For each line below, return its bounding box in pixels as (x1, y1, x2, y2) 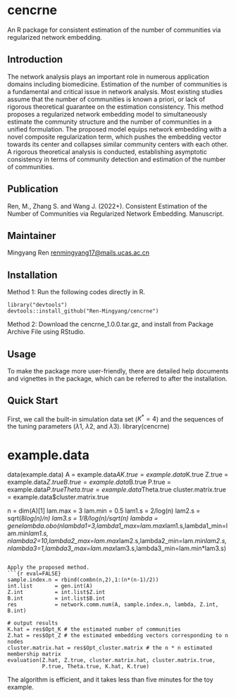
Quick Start (7, 395, 58, 407)
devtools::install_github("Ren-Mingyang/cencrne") (7, 308, 159, 315)
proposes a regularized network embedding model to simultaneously (7, 110, 208, 118)
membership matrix (7, 651, 61, 658)
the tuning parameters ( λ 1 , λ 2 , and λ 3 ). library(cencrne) (7, 422, 170, 431)
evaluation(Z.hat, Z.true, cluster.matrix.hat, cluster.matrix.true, (7, 657, 216, 664)
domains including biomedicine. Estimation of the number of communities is (7, 80, 228, 88)
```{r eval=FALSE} (7, 570, 61, 578)
